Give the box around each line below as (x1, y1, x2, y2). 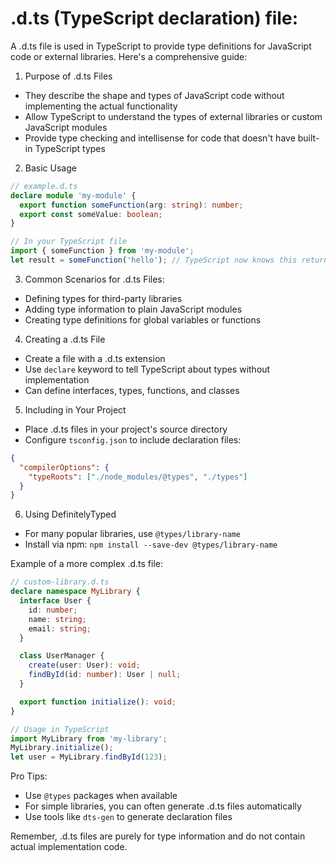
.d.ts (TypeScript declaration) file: (10, 7, 298, 30)
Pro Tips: (10, 770, 48, 782)
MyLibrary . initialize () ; (10, 743, 114, 753)
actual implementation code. (10, 841, 128, 853)
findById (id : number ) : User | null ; (28, 670, 182, 680)
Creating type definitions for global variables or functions (24, 313, 262, 326)
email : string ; (28, 623, 92, 634)
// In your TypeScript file (10, 237, 128, 247)
